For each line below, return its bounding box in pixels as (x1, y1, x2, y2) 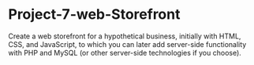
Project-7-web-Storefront (8, 5, 181, 23)
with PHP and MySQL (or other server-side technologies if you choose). (8, 48, 242, 57)
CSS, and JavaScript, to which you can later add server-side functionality (8, 39, 247, 49)
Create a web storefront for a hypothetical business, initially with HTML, (8, 31, 241, 41)
